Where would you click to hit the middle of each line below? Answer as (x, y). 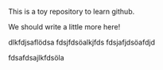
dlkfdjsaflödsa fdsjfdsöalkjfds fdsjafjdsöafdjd (81, 42)
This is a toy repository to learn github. (72, 12)
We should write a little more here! (64, 27)
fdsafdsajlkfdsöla (37, 58)
